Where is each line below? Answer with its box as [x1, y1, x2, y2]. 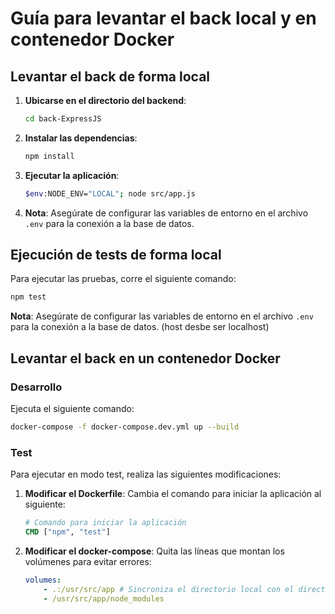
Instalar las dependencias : [24, 132, 138, 144]
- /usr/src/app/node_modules [43, 593, 165, 604]
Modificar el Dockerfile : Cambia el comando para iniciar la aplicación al [24, 488, 322, 500]
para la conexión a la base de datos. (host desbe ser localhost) [10, 321, 270, 333]
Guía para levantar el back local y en [10, 7, 317, 30]
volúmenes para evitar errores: [24, 555, 152, 567]
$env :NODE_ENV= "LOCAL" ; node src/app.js [24, 188, 196, 199]
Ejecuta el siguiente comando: [10, 403, 135, 414]
